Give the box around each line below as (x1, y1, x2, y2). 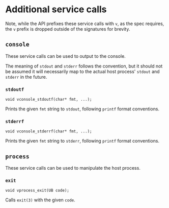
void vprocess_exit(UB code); (5, 188, 70, 193)
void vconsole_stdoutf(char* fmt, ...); (5, 97, 93, 102)
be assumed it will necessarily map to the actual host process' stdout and (5, 68, 160, 75)
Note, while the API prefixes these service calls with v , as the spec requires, (5, 20, 164, 27)
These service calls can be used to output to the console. (5, 53, 126, 59)
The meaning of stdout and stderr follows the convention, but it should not (5, 63, 163, 69)
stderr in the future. (5, 74, 47, 80)
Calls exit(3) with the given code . (5, 197, 75, 203)
